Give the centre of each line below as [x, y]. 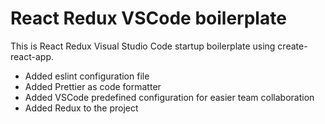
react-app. [32, 56]
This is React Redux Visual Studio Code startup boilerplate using [143, 46]
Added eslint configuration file [87, 76]
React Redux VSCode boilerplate [148, 18]
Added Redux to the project [81, 108]
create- [292, 46]
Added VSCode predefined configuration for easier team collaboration [169, 97]
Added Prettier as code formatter [93, 86]
